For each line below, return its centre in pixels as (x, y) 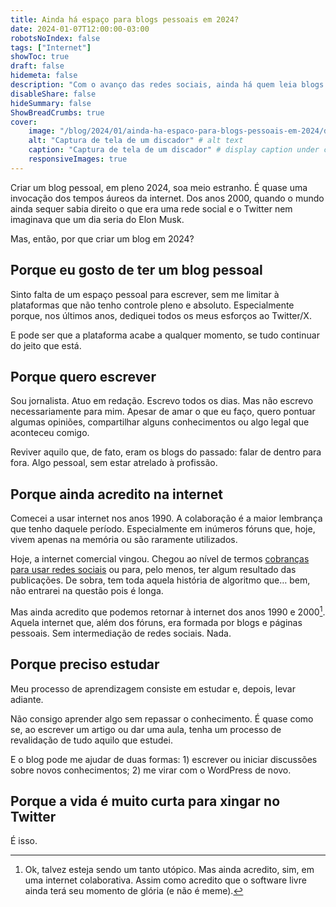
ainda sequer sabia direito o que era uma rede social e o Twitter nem (151, 208)
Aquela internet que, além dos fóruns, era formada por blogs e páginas (156, 622)
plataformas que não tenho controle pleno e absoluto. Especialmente (152, 305)
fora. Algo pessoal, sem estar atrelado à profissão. (114, 463)
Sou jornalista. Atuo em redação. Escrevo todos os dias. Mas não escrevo (162, 401)
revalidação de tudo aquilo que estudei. (91, 740)
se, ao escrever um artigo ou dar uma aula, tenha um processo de (146, 729)
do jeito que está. (46, 345)
